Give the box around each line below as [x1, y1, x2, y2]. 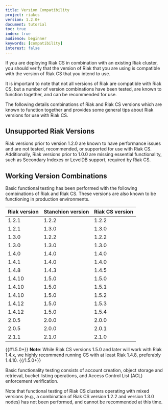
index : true [5, 31, 31, 36]
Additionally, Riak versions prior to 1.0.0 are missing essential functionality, [5, 152, 162, 158]
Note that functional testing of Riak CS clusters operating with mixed [5, 388, 150, 394]
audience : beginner [5, 36, 47, 41]
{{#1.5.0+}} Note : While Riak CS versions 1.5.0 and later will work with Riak [5, 347, 162, 353]
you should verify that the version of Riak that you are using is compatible [5, 65, 160, 71]
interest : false [5, 46, 40, 51]
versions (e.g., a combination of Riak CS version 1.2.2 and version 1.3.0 [5, 394, 154, 400]
